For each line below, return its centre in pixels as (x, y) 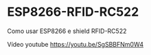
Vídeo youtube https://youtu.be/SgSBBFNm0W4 (75, 44)
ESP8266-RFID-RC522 (73, 12)
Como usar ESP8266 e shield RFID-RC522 (67, 31)
